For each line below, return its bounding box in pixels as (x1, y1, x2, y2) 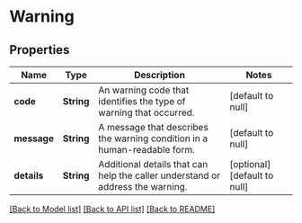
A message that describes (98, 121, 209, 133)
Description (133, 69, 186, 81)
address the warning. (98, 181, 188, 192)
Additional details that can (98, 158, 209, 170)
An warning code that (98, 84, 190, 96)
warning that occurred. (98, 106, 195, 119)
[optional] (228, 158, 271, 170)
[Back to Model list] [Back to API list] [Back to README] (9, 204, 216, 214)
